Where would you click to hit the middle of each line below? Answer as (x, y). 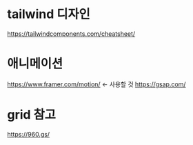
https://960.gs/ (29, 134)
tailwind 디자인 (49, 14)
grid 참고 (32, 115)
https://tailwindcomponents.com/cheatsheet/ (71, 33)
